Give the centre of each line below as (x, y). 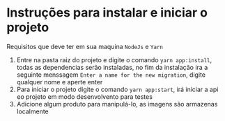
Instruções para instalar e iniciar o (107, 13)
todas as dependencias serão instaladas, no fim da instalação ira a (112, 67)
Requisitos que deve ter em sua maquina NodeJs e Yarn (85, 46)
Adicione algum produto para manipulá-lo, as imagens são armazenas (117, 104)
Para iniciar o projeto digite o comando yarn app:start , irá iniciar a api (117, 89)
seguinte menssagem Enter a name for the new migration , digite (111, 75)
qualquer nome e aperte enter (60, 82)
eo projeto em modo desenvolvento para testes (84, 96)
